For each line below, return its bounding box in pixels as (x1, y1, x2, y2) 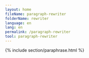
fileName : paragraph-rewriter (5, 12, 67, 16)
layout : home (5, 7, 32, 12)
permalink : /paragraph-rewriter (5, 29, 71, 34)
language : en (5, 20, 32, 26)
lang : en (5, 25, 23, 30)
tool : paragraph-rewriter (5, 34, 57, 39)
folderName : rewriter (5, 16, 49, 21)
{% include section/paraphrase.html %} (5, 47, 85, 53)
